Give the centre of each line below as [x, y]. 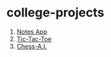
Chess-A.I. [32, 46]
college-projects [55, 13]
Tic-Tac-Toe [34, 38]
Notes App [32, 32]
